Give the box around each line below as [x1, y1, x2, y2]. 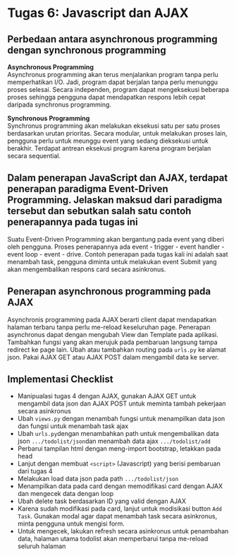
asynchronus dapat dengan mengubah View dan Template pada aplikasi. [7, 330, 218, 338]
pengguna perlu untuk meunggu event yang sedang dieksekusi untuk [7, 136, 209, 145]
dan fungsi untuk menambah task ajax [17, 422, 129, 430]
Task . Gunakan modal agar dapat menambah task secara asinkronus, [17, 512, 218, 521]
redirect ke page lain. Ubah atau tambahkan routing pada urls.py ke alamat [7, 345, 227, 354]
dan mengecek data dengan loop [17, 490, 114, 498]
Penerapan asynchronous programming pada [7, 285, 211, 297]
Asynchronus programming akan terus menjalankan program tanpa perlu [7, 71, 218, 78]
